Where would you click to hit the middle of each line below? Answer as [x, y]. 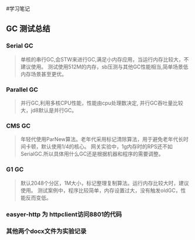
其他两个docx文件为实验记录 [46, 231]
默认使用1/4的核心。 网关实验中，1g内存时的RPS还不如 [107, 147]
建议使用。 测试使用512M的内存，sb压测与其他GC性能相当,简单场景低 [104, 67]
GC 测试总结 [28, 29]
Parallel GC [22, 90]
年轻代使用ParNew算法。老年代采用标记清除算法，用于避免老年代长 [102, 139]
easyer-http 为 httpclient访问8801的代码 [64, 214]
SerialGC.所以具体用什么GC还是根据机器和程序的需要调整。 [92, 154]
